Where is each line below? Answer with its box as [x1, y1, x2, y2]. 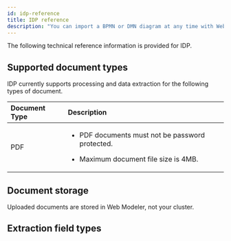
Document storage [7, 185, 89, 196]
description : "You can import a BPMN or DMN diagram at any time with [7, 23, 214, 30]
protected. [79, 139, 113, 148]
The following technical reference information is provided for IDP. [7, 42, 192, 50]
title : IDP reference [7, 16, 69, 23]
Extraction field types [7, 222, 102, 234]
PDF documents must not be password [79, 130, 205, 140]
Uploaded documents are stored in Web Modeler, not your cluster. [7, 203, 195, 211]
